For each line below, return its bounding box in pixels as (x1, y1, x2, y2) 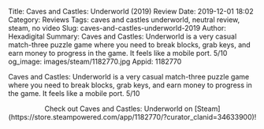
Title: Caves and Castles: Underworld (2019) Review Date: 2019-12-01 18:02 (8, 7, 254, 16)
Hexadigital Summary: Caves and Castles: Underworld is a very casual (8, 31, 237, 41)
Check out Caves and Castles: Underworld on (44, 104, 193, 113)
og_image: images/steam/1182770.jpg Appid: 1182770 (8, 57, 182, 66)
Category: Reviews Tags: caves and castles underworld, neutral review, (8, 15, 240, 24)
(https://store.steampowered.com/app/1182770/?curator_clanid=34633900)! (8, 112, 257, 121)
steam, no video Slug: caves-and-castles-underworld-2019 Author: (8, 24, 227, 32)
